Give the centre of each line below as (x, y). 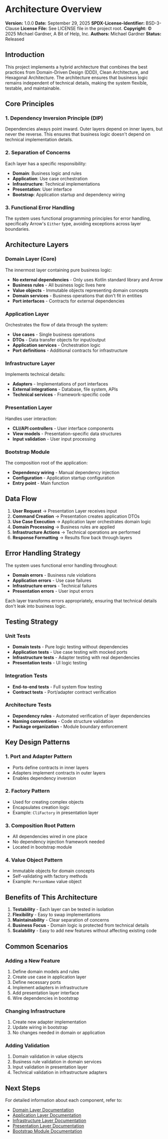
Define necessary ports (36, 982)
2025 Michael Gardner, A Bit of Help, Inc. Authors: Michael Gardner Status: (83, 34)
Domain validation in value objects (48, 1056)
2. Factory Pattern (27, 791)
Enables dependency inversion (44, 778)
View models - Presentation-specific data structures (67, 434)
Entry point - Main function (40, 483)
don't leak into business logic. (36, 606)
